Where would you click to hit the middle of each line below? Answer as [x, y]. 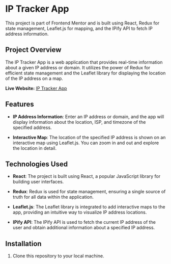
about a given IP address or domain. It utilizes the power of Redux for [78, 67]
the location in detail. [35, 148]
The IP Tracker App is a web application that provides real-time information [84, 62]
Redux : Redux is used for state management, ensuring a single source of [89, 192]
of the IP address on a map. [34, 78]
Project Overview [33, 50]
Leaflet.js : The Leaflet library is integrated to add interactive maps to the [89, 207]
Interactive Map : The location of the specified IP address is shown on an [89, 137]
